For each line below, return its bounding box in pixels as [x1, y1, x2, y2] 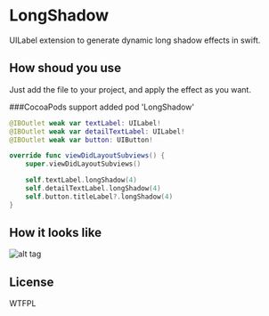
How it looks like [9, 225, 102, 240]
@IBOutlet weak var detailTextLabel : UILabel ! [9, 126, 185, 136]
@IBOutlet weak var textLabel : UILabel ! [9, 118, 162, 127]
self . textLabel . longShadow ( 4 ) [25, 175, 138, 185]
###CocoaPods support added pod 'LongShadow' [9, 101, 194, 112]
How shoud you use [9, 61, 122, 76]
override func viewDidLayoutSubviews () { [9, 151, 166, 160]
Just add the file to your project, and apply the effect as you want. [9, 84, 252, 94]
